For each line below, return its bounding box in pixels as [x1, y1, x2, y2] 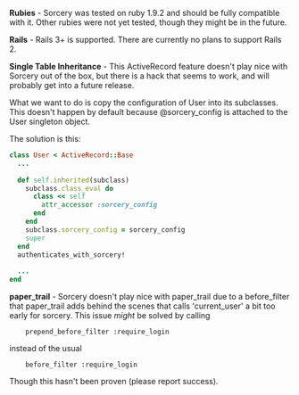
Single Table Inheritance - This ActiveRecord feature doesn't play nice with [9, 62, 288, 71]
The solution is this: [9, 134, 81, 144]
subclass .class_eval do [25, 184, 114, 193]
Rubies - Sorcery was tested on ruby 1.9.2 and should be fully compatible [9, 8, 280, 18]
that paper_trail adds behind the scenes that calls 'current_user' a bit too [9, 300, 276, 311]
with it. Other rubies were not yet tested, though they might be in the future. [9, 17, 287, 28]
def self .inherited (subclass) [17, 176, 129, 185]
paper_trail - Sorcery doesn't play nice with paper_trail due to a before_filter [9, 292, 290, 301]
